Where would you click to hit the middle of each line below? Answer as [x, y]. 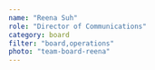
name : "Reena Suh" [43, 18]
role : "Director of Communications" [77, 26]
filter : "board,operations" [62, 43]
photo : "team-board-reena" [59, 52]
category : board [39, 35]
